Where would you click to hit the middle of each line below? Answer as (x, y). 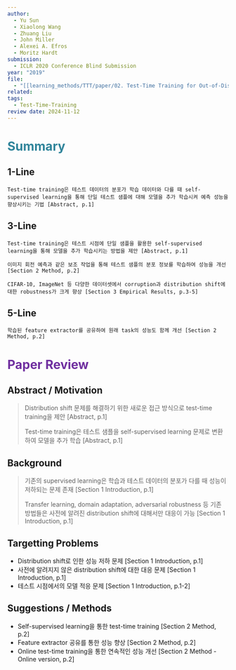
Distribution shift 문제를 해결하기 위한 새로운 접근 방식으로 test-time (118, 408)
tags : (15, 99)
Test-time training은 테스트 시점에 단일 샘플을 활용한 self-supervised (105, 243)
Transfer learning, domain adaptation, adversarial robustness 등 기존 (123, 504)
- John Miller (34, 40)
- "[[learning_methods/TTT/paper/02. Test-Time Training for (105, 86)
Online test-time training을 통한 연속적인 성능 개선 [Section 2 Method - (117, 651)
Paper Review (48, 364)
